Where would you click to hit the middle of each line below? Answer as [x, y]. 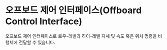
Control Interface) [44, 21]
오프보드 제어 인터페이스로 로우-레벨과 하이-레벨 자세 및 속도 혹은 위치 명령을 [81, 36]
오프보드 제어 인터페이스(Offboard [74, 10]
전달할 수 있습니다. [37, 42]
